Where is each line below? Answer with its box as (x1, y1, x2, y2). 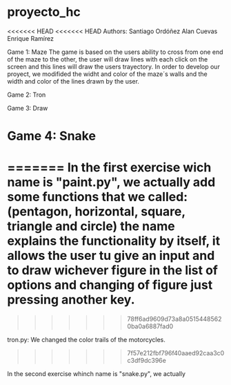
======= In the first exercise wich (7, 160, 212, 176)
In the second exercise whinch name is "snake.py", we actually (7, 370, 186, 378)
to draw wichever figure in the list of (7, 263, 219, 279)
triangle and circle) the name (7, 218, 175, 234)
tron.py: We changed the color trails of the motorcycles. (7, 336, 165, 344)
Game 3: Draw (7, 104, 48, 112)
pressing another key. (7, 292, 135, 308)
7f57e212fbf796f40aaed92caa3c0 (127, 349, 225, 357)
